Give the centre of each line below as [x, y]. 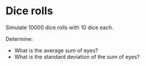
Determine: [19, 39]
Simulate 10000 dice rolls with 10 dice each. [60, 27]
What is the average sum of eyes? [56, 50]
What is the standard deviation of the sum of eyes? [77, 56]
